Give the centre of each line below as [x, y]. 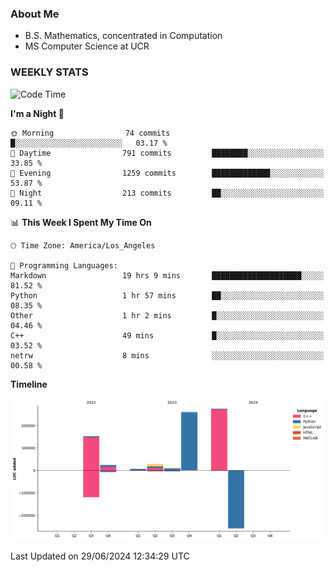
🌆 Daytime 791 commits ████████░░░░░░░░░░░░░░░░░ [167, 153]
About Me [35, 14]
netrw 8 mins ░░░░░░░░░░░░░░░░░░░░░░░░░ [167, 355]
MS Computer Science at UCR [87, 46]
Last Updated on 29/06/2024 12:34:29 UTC [100, 556]
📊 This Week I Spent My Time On [81, 222]
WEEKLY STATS [49, 72]
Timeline [29, 384]
